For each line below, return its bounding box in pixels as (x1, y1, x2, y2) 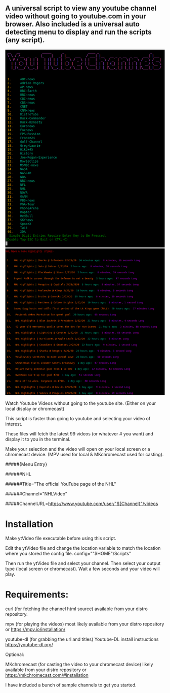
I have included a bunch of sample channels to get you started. (5, 682, 137, 688)
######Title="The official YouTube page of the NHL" (5, 481, 116, 487)
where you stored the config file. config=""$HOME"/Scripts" (5, 551, 132, 557)
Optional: (5, 651, 24, 657)
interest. (5, 421, 23, 427)
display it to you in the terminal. (5, 436, 71, 443)
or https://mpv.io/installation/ (5, 626, 66, 633)
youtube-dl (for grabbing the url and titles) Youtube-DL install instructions (5, 636, 159, 642)
